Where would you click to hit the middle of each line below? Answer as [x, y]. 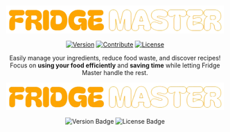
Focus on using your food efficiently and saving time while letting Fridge [115, 65]
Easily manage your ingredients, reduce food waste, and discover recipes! [115, 58]
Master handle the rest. [115, 72]
